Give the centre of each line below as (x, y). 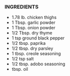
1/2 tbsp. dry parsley (32, 48)
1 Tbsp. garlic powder (34, 22)
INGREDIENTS (22, 7)
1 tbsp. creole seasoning (36, 54)
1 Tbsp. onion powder (34, 28)
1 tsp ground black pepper (38, 38)
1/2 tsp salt (23, 59)
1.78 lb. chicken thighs (34, 18)
